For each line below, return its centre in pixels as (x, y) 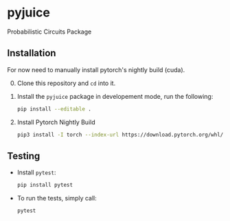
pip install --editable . (54, 109)
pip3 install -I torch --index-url (68, 135)
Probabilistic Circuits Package (49, 32)
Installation (32, 53)
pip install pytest (45, 185)
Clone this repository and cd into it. (66, 83)
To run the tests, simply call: (57, 198)
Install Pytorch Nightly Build (56, 122)
